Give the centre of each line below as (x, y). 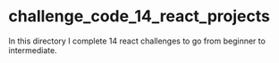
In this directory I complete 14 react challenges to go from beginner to (137, 41)
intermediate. (33, 50)
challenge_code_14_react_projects (139, 16)
